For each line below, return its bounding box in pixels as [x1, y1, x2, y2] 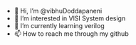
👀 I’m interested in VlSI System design [14, 14, 126, 22]
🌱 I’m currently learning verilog [14, 22, 105, 30]
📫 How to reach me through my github [14, 30, 130, 38]
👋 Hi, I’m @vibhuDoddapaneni [14, 7, 103, 15]
